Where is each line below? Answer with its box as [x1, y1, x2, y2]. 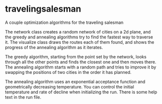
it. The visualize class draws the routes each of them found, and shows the [5, 39, 155, 45]
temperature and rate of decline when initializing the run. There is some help [5, 89, 157, 95]
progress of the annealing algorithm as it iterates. [5, 44, 103, 50]
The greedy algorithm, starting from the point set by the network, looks [5, 53, 147, 59]
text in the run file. [5, 94, 42, 100]
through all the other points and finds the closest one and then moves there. [5, 59, 156, 65]
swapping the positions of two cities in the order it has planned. [5, 69, 132, 75]
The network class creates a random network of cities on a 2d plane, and [5, 29, 151, 35]
